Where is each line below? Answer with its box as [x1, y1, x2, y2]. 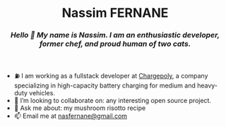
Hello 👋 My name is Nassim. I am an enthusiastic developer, [10, 30, 220, 40]
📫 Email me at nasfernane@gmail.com [13, 111, 128, 121]
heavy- [196, 81, 218, 90]
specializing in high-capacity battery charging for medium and [13, 81, 196, 90]
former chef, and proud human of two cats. [39, 39, 191, 49]
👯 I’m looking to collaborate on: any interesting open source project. [13, 97, 212, 105]
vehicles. [29, 89, 55, 97]
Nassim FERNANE [61, 5, 169, 21]
